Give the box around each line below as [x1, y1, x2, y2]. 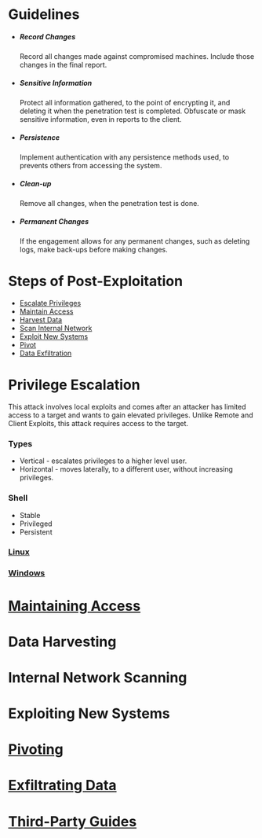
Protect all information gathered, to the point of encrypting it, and [19, 98, 231, 108]
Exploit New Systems [19, 332, 89, 341]
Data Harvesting [8, 633, 117, 650]
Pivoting [8, 741, 64, 759]
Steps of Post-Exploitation [8, 273, 183, 290]
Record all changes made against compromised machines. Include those [19, 52, 255, 61]
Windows [8, 568, 45, 579]
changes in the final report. [19, 61, 107, 70]
